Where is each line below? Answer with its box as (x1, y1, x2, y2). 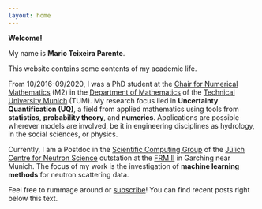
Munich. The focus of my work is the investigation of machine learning (8, 161, 240, 170)
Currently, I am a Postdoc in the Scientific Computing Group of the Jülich (8, 144, 245, 154)
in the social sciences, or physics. (8, 129, 118, 139)
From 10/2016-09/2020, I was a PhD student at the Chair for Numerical (8, 79, 238, 88)
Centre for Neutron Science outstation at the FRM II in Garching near (8, 153, 231, 162)
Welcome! (8, 33, 43, 43)
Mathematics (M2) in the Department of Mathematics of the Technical (8, 88, 235, 97)
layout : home (8, 11, 51, 20)
